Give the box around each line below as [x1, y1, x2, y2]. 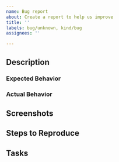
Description [6, 57, 50, 67]
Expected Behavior [6, 74, 61, 82]
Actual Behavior [6, 90, 52, 98]
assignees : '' [6, 30, 41, 36]
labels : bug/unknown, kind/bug [6, 25, 82, 31]
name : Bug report [6, 8, 48, 15]
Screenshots [6, 108, 54, 118]
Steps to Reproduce [6, 128, 80, 138]
